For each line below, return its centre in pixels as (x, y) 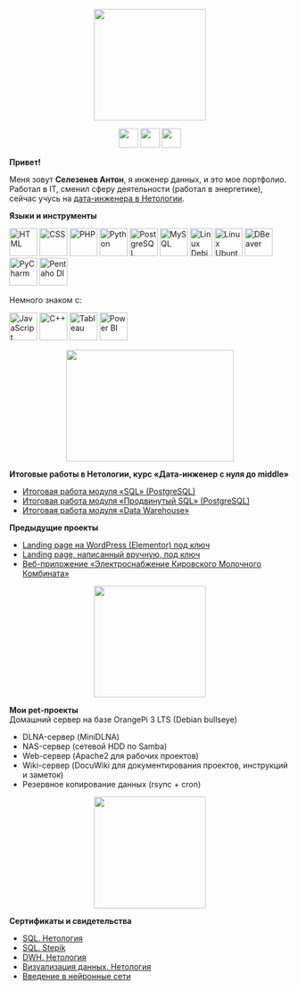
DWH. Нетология (54, 957)
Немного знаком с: (46, 300)
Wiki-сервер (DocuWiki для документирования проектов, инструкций (155, 765)
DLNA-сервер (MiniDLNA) (71, 737)
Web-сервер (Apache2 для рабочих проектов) (110, 756)
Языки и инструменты (53, 216)
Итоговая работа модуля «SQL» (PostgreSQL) (109, 491)
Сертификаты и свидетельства (70, 921)
